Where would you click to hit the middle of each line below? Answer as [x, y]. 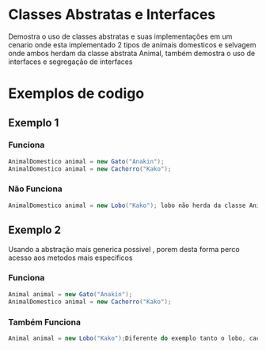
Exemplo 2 [35, 230]
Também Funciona [45, 322]
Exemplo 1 [34, 123]
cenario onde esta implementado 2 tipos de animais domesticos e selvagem [132, 44]
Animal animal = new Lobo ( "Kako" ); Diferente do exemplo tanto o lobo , [127, 338]
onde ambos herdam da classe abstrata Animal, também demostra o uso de [132, 53]
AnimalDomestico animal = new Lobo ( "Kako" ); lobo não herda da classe [127, 205]
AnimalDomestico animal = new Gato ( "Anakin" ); [86, 161]
